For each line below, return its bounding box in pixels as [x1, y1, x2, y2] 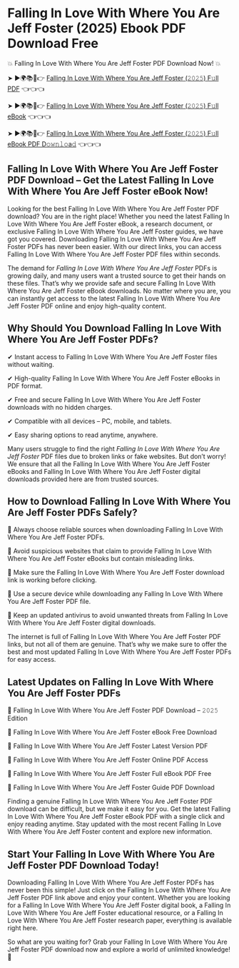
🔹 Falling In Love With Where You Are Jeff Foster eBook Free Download [7, 728, 218, 737]
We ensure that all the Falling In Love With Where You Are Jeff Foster [7, 459, 210, 468]
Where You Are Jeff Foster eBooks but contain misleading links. [7, 555, 195, 563]
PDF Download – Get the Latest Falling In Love [7, 174, 214, 186]
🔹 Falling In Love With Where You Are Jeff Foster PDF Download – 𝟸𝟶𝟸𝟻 [7, 706, 219, 715]
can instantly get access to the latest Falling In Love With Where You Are [7, 294, 221, 303]
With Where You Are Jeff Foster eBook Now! [7, 186, 208, 198]
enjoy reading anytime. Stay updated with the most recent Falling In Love [7, 820, 222, 829]
